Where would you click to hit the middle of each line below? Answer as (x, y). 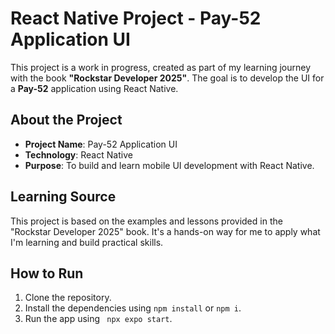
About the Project (66, 120)
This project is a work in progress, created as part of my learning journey (161, 67)
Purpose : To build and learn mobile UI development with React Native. (169, 165)
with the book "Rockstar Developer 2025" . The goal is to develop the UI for (167, 78)
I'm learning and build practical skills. (87, 242)
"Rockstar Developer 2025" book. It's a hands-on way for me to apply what (165, 231)
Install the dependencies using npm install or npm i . (133, 308)
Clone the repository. (68, 298)
